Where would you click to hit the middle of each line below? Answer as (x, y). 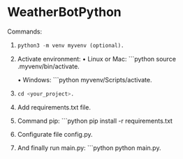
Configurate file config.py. (55, 134)
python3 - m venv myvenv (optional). (71, 45)
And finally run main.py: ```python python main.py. (89, 148)
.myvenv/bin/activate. (49, 66)
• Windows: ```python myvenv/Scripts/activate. (85, 79)
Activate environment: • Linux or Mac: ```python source (97, 59)
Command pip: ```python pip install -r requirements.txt (95, 121)
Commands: (25, 31)
